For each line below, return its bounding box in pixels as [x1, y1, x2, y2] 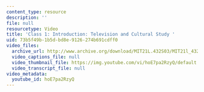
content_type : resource [6, 8, 67, 15]
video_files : [6, 43, 39, 49]
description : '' [6, 15, 47, 21]
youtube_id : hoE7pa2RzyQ [12, 76, 75, 82]
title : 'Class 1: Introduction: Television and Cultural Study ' [6, 31, 175, 38]
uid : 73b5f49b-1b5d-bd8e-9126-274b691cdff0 [6, 37, 118, 43]
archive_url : [12, 48, 45, 54]
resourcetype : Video [6, 25, 59, 32]
